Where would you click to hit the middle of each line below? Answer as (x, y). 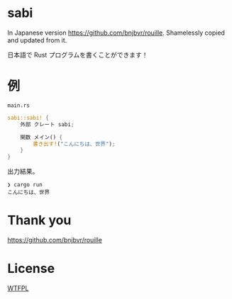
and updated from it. (37, 40)
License (31, 269)
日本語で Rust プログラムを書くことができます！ (78, 55)
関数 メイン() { (41, 137)
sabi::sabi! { (28, 118)
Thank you (39, 220)
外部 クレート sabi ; (47, 124)
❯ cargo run (25, 185)
